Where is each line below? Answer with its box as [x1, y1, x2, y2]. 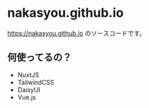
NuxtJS [17, 70, 40, 79]
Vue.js [17, 93, 37, 101]
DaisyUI [17, 86, 41, 94]
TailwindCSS [17, 78, 55, 86]
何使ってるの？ [7, 51, 72, 64]
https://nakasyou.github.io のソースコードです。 [7, 29, 146, 37]
